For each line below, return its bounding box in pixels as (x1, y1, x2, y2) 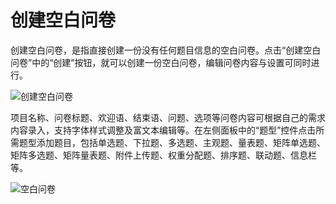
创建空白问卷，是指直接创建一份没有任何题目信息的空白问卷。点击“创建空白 (10, 44, 322, 56)
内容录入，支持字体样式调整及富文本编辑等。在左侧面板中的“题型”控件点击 (10, 124, 317, 136)
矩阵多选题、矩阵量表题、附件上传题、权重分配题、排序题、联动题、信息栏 (10, 149, 317, 161)
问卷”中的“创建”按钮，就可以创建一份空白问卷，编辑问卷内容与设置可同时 (10, 56, 312, 68)
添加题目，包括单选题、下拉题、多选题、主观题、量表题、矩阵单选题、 (36, 136, 326, 148)
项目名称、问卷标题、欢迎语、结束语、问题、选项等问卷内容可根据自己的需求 (10, 111, 326, 123)
